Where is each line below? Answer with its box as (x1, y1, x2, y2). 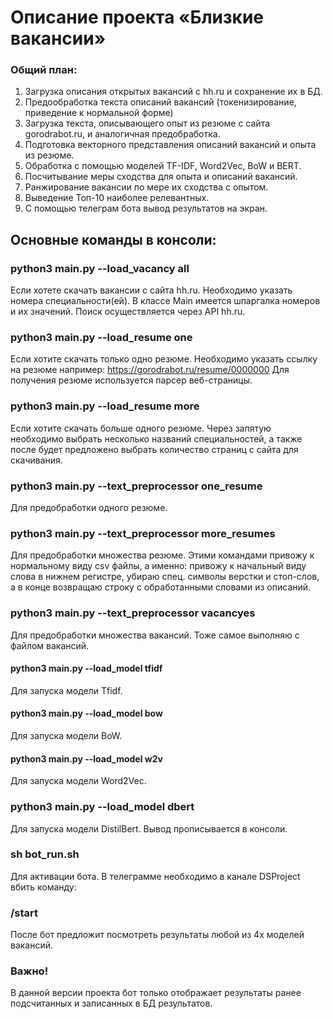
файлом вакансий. (10, 639, 90, 651)
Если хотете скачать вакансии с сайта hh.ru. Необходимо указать (10, 284, 293, 296)
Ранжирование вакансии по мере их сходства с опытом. (24, 181, 269, 193)
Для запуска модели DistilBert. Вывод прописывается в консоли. (10, 822, 288, 835)
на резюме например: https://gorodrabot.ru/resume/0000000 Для (10, 364, 290, 376)
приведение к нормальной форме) (24, 107, 174, 119)
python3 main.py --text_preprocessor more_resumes (10, 526, 276, 540)
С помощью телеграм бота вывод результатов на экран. (24, 202, 268, 215)
